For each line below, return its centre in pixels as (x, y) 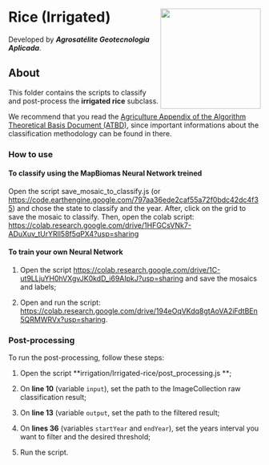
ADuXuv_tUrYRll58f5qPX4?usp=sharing (74, 233)
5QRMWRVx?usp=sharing (63, 320)
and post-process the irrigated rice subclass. (83, 101)
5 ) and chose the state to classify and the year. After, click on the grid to (127, 208)
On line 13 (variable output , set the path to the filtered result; (120, 413)
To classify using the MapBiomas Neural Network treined (105, 173)
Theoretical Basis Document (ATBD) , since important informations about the (134, 125)
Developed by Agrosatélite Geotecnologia (79, 39)
